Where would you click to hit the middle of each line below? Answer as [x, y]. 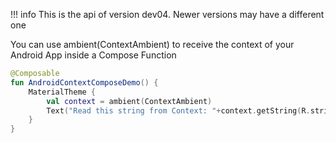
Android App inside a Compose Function [93, 55]
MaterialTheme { [62, 92]
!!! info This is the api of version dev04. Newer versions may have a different [167, 14]
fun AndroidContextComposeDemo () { [84, 82]
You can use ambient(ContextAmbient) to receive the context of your [152, 44]
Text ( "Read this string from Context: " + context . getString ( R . [178, 110]
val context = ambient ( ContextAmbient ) [129, 101]
